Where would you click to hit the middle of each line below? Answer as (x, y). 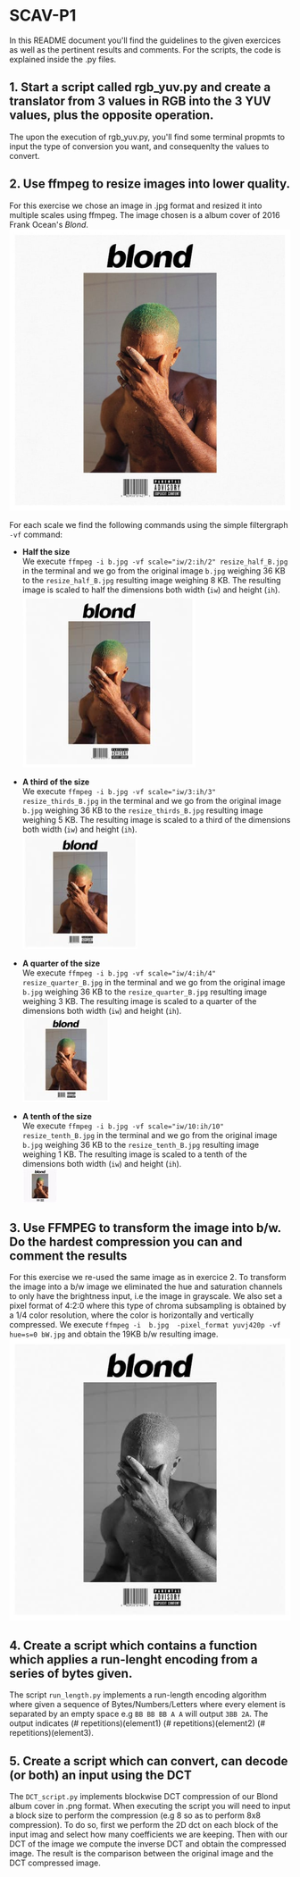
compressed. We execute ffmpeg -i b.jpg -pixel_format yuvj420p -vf (145, 1325)
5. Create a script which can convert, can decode (149, 1761)
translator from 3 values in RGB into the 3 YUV (140, 101)
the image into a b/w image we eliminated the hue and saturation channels (146, 1286)
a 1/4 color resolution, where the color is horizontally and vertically (132, 1315)
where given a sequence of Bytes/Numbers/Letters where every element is (147, 1705)
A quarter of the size (61, 963)
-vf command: (36, 534)
